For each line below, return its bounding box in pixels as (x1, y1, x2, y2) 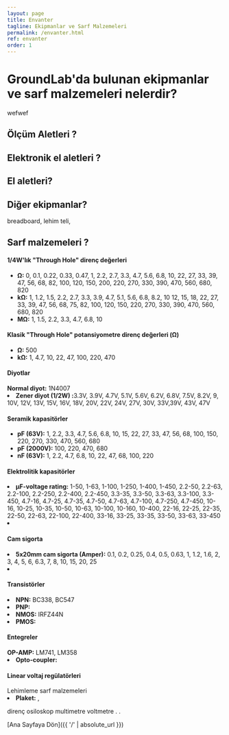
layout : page (7, 10, 45, 17)
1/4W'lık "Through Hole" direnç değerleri (7, 255, 128, 264)
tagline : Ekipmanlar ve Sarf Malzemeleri (7, 23, 128, 30)
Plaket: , (16, 694, 40, 702)
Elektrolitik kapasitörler (7, 467, 75, 476)
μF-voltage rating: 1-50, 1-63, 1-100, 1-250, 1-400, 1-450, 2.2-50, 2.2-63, (16, 482, 223, 491)
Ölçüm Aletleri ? (7, 128, 77, 141)
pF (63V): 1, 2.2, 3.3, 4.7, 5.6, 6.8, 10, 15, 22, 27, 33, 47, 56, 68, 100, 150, (16, 430, 219, 438)
